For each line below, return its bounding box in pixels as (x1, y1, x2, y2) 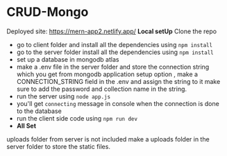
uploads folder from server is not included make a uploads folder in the (6, 135, 210, 143)
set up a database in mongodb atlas (16, 55, 119, 63)
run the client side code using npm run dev (16, 114, 138, 122)
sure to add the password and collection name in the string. (16, 85, 187, 93)
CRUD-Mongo (6, 4, 89, 20)
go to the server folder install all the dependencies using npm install (16, 48, 214, 56)
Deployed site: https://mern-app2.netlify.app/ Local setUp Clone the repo (6, 27, 217, 35)
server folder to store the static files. (6, 142, 110, 150)
